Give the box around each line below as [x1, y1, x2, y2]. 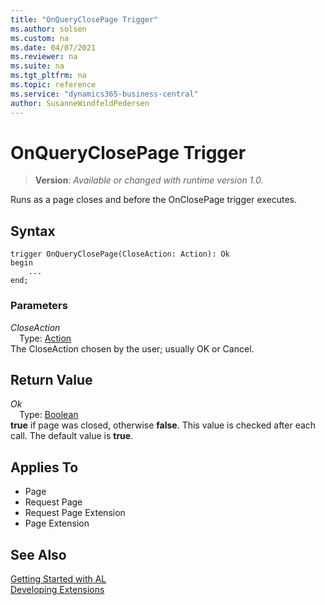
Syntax [10, 222, 56, 240]
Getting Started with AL [10, 572, 107, 585]
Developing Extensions [10, 583, 105, 595]
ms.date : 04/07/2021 [10, 42, 97, 53]
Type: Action [19, 332, 72, 344]
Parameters [10, 299, 68, 313]
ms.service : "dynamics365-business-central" [10, 89, 199, 99]
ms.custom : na [10, 33, 70, 43]
